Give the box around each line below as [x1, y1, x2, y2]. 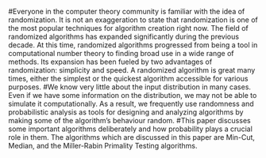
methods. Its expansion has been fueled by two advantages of [8, 57, 213, 66]
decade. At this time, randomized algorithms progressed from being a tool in [8, 40, 258, 50]
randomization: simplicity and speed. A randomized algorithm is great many [8, 66, 256, 74]
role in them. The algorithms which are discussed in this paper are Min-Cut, [8, 133, 256, 141]
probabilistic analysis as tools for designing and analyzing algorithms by [8, 107, 244, 117]
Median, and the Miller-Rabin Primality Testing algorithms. [8, 141, 198, 150]
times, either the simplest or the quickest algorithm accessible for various [8, 74, 249, 83]
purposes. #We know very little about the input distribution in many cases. [8, 82, 252, 92]
